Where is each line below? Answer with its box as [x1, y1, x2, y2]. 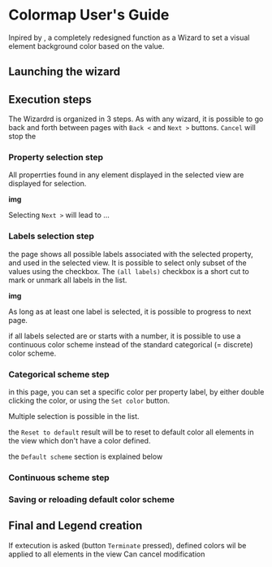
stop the [8, 132, 37, 142]
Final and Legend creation [8, 519, 143, 533]
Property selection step [8, 152, 104, 164]
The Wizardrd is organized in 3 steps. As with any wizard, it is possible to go [8, 114, 264, 124]
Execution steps [8, 92, 92, 107]
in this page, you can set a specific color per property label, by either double [8, 387, 265, 397]
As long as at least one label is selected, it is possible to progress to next [8, 307, 252, 316]
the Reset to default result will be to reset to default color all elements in [8, 427, 254, 437]
